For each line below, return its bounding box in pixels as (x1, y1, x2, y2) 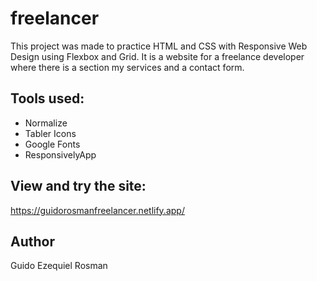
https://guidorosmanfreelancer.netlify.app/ (10, 204, 185, 216)
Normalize (24, 117, 68, 129)
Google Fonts (24, 138, 81, 150)
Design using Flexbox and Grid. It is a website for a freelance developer (10, 50, 305, 62)
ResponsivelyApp (24, 148, 97, 161)
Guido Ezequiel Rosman (10, 260, 108, 272)
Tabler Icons (24, 127, 77, 139)
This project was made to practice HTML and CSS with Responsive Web (10, 40, 308, 52)
